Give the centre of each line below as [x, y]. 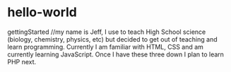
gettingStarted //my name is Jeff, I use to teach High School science [107, 32]
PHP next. [22, 61]
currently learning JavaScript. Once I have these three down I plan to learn [116, 54]
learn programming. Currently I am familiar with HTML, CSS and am [105, 47]
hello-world [42, 12]
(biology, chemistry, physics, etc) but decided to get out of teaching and [112, 39]
